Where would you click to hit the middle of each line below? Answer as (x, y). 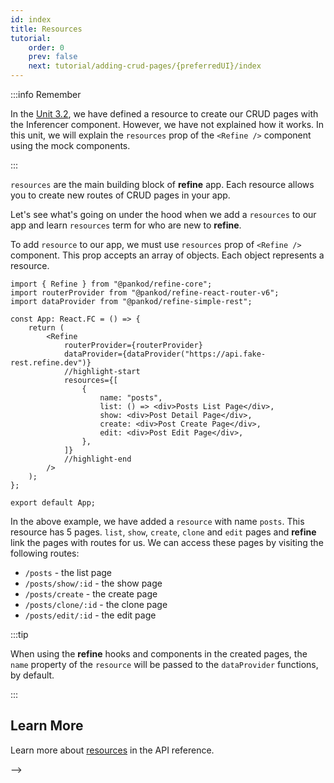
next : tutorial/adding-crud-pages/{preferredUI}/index (145, 66)
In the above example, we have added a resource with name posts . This (157, 521)
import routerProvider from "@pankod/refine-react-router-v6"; (145, 293)
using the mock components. (70, 145)
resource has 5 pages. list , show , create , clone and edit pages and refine (163, 532)
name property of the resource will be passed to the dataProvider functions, (164, 664)
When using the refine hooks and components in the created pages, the (159, 654)
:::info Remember (46, 94)
